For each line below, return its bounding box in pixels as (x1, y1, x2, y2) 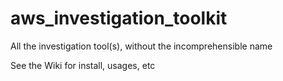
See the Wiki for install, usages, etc (10, 59, 156, 71)
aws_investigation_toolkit (10, 7, 228, 30)
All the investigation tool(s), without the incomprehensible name (10, 40, 273, 52)
